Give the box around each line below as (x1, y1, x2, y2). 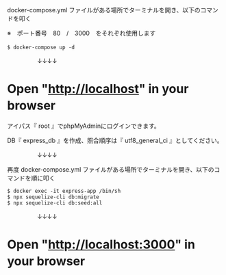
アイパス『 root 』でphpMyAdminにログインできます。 (7, 122, 161, 130)
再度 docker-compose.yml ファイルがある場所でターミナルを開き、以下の (7, 165, 214, 173)
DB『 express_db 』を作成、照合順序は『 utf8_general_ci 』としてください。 (7, 136, 223, 144)
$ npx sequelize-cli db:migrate (7, 194, 99, 200)
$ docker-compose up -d (7, 44, 75, 51)
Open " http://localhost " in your (7, 81, 189, 97)
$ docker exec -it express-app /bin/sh (7, 187, 121, 194)
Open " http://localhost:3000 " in (7, 237, 195, 252)
